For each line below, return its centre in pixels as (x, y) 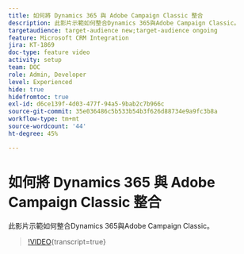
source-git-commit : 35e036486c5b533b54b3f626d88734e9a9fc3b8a (113, 112)
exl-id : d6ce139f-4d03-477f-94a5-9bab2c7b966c (86, 104)
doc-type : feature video (49, 52)
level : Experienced (40, 82)
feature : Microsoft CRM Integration (69, 38)
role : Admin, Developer (48, 75)
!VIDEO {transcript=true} (67, 241)
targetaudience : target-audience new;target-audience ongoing (113, 30)
